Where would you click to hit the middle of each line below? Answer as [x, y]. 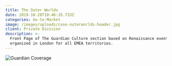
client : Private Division [33, 29]
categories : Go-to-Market [33, 19]
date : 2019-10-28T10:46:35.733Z [40, 15]
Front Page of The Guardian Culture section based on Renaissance [82, 39]
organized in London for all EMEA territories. [62, 43]
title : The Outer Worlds [32, 10]
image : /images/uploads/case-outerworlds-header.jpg [63, 24]
